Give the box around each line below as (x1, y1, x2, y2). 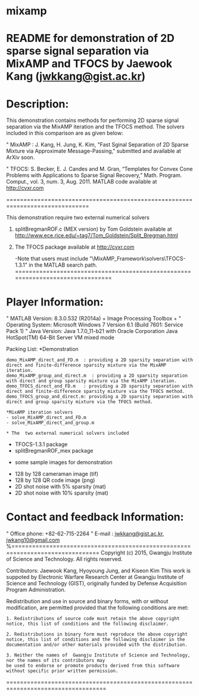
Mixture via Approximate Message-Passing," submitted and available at (6, 148, 182, 155)
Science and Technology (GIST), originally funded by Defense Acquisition (6, 580, 187, 587)
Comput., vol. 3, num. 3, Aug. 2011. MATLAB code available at (6, 178, 157, 185)
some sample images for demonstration (14, 459, 113, 466)
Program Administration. (6, 586, 66, 593)
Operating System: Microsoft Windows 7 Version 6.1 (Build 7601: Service (6, 321, 184, 328)
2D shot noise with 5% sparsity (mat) (14, 483, 106, 490)
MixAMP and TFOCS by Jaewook (6, 57, 173, 71)
